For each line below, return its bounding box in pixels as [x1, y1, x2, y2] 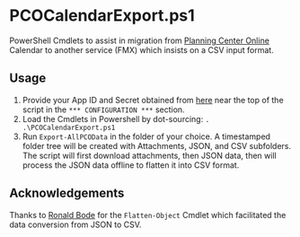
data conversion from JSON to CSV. [9, 219, 142, 230]
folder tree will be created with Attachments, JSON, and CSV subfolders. [22, 140, 292, 151]
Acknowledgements [9, 186, 125, 201]
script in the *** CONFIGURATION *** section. [22, 104, 186, 115]
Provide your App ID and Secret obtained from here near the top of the [22, 94, 285, 105]
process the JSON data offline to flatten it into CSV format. [22, 159, 240, 171]
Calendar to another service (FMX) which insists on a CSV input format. [9, 44, 274, 55]
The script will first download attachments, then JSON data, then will [22, 150, 277, 161]
